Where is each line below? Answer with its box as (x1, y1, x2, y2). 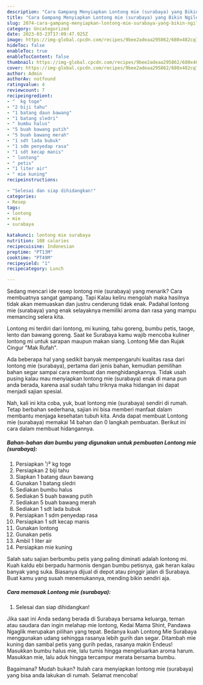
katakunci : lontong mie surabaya (7, 233, 91, 239)
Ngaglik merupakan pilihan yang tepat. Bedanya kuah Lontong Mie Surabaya (7, 628, 197, 636)
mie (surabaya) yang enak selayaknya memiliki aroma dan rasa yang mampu (7, 307, 196, 314)
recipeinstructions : (7, 177, 59, 183)
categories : (7, 193, 37, 199)
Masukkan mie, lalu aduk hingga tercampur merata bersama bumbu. (7, 654, 176, 661)
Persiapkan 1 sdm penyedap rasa (15, 511, 98, 519)
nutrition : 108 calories (7, 238, 69, 244)
